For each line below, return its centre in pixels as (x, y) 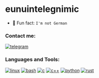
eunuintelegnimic (42, 9)
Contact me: (20, 36)
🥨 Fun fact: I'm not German (40, 23)
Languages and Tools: (32, 60)
